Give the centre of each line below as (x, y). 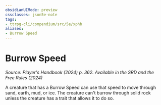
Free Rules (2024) (24, 77)
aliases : (14, 29)
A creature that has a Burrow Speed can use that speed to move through (81, 87)
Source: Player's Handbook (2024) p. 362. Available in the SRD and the (80, 72)
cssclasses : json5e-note (31, 15)
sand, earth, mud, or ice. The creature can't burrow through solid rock (78, 93)
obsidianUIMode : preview (31, 10)
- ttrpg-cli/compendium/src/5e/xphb (44, 24)
